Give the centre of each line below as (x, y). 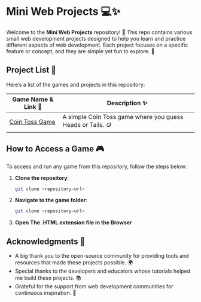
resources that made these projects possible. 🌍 (74, 263)
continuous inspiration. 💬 (45, 293)
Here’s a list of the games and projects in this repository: (76, 84)
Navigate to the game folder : (51, 200)
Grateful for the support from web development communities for (94, 286)
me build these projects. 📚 (48, 278)
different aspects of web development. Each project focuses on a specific (97, 45)
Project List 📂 (31, 70)
